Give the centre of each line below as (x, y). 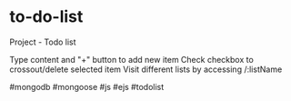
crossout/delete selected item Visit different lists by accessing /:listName (146, 69)
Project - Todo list (43, 42)
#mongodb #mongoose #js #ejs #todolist (87, 86)
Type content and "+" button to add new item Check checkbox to (132, 59)
